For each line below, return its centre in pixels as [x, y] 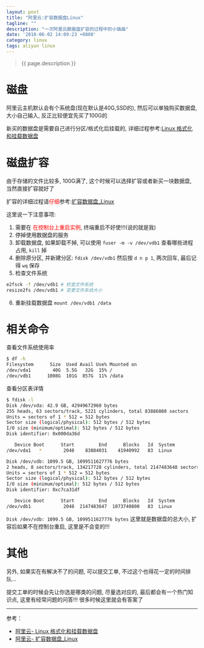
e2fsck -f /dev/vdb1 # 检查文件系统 [50, 284]
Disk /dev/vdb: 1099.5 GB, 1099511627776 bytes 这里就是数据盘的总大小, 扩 [102, 519]
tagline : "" [21, 23]
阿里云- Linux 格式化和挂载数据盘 [56, 631]
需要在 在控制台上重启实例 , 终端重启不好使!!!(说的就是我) [85, 227]
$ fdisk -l [20, 400]
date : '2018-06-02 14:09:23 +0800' [51, 35]
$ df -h [16, 359]
